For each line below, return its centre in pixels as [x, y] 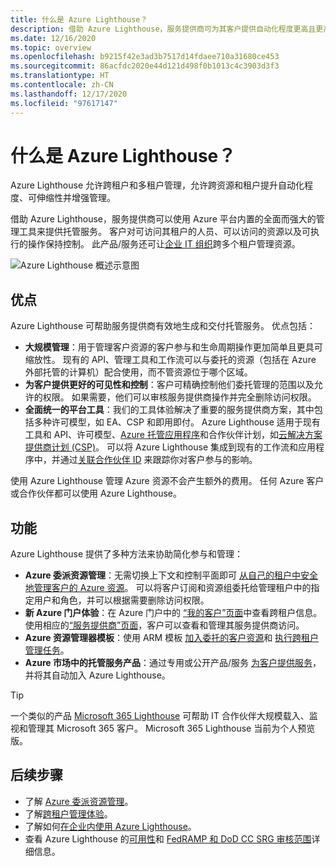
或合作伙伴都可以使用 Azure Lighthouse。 [96, 493]
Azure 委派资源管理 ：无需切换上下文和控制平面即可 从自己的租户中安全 [171, 575]
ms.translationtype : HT [60, 76]
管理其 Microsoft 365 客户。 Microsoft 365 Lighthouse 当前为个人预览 [171, 728]
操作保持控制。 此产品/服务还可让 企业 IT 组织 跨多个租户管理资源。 [164, 244]
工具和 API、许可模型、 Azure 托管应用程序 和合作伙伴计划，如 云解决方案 [173, 435]
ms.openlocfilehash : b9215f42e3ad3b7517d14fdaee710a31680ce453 [145, 57]
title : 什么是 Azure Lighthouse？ [79, 19]
